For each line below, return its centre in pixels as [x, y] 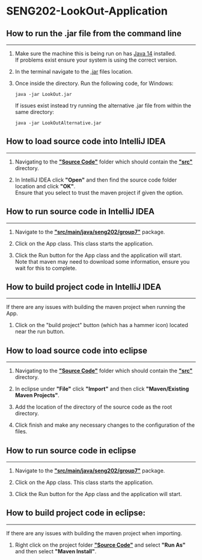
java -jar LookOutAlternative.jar [58, 123]
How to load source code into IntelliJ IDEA [86, 142]
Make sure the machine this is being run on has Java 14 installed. [95, 53]
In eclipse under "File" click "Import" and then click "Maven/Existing [102, 389]
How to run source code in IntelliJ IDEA [81, 212]
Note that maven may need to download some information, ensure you [102, 261]
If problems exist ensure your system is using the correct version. [96, 60]
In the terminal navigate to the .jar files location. [74, 72]
